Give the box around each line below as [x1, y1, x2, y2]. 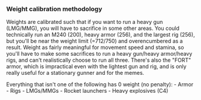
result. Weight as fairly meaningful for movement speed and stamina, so [6, 44, 184, 51]
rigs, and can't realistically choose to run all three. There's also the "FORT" [6, 56, 191, 64]
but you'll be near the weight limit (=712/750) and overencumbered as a [6, 38, 183, 45]
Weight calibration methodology [6, 5, 103, 13]
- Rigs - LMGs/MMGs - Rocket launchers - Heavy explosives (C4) [6, 87, 169, 95]
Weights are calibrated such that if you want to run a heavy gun [6, 19, 163, 26]
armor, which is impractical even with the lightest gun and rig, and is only [6, 63, 187, 70]
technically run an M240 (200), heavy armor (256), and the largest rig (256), [6, 31, 195, 38]
